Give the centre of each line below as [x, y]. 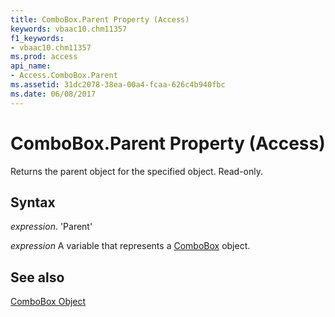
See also [37, 277]
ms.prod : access [44, 57]
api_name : [31, 66]
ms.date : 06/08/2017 [53, 94]
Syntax [33, 202]
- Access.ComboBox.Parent [64, 76]
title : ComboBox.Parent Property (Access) [100, 19]
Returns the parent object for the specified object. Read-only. [137, 171]
